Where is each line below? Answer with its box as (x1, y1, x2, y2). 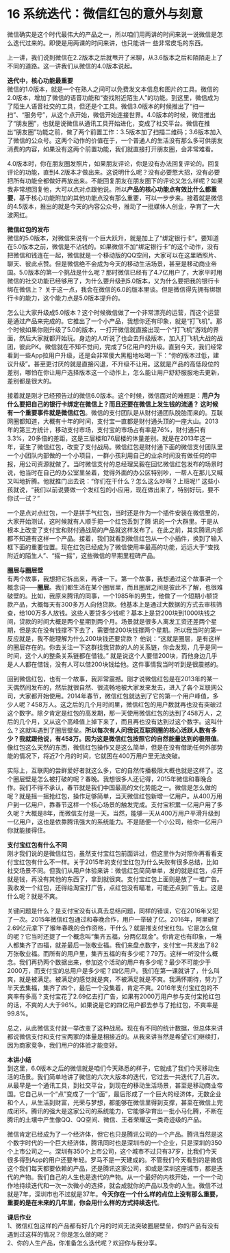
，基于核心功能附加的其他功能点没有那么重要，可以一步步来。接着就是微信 (13, 193, 223, 202)
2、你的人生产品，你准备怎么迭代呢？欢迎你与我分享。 (7, 1239, 161, 1247)
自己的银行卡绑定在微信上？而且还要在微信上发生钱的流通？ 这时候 (30, 400, 219, 408)
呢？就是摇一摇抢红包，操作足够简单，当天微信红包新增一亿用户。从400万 (7, 792, 217, 800)
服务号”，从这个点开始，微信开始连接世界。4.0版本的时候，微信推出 (24, 110, 216, 118)
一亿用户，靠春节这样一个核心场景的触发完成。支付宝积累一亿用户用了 (18, 800, 217, 809)
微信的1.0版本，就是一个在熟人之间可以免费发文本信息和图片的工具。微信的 (7, 85, 219, 93)
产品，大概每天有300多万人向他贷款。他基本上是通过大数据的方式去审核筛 (12, 600, 222, 608)
